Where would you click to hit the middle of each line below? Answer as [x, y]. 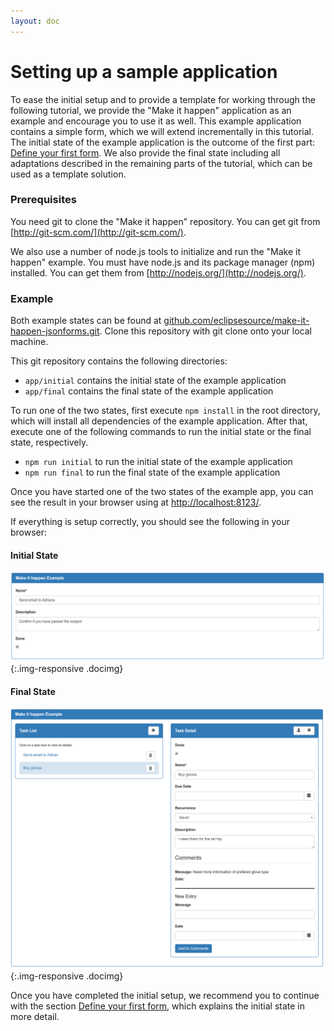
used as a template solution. [68, 174]
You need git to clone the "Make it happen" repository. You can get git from [165, 221]
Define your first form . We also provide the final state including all [145, 152]
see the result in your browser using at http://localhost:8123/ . [136, 502]
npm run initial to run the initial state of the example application [158, 462]
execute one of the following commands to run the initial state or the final [161, 432]
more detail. [35, 1016]
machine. [29, 342]
